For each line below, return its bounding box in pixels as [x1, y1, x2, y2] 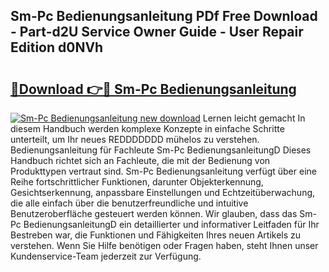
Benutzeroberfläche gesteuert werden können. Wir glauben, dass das [10, 208, 298, 219]
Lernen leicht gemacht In [202, 112, 306, 124]
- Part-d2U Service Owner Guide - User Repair [10, 24, 304, 41]
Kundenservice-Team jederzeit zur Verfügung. [10, 250, 202, 262]
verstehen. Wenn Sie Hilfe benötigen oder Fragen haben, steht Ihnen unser [10, 240, 319, 251]
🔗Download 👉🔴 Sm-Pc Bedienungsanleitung [10, 80, 297, 98]
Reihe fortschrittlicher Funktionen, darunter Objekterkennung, [10, 176, 264, 188]
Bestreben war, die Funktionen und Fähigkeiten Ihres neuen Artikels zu [10, 229, 302, 241]
